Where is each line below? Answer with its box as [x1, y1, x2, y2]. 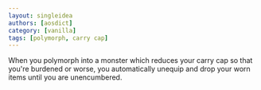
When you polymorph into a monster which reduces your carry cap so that [8, 56, 253, 65]
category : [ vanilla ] [8, 26, 77, 34]
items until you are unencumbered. [8, 72, 123, 82]
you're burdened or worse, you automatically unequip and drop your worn [8, 65, 251, 74]
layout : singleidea [8, 11, 73, 20]
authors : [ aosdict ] [8, 19, 73, 27]
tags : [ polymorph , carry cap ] [8, 33, 109, 42]
